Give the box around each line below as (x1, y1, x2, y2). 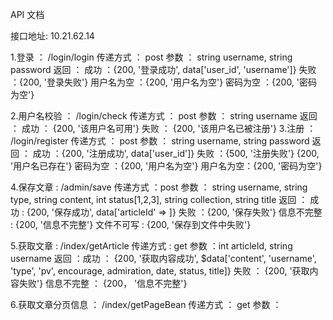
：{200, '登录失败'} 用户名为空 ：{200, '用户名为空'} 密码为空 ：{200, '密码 (10, 76, 318, 88)
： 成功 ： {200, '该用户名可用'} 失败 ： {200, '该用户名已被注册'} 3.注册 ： (10, 123, 317, 134)
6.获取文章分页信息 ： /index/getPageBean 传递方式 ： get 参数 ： (10, 299, 282, 310)
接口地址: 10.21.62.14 (10, 30, 95, 42)
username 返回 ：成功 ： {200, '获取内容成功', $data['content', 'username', (10, 253, 317, 264)
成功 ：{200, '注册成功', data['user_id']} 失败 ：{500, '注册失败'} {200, (32, 148, 320, 159)
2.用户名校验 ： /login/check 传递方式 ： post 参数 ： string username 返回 (10, 110, 318, 122)
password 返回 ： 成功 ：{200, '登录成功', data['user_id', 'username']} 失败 (10, 64, 317, 75)
